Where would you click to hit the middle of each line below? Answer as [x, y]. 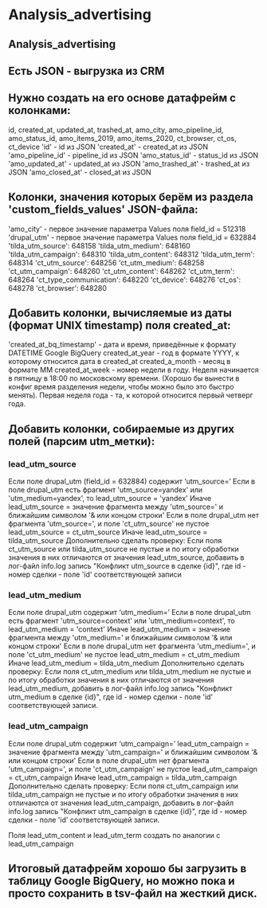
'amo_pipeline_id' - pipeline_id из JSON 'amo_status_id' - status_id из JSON [133, 155]
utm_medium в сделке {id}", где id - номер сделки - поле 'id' [111, 697]
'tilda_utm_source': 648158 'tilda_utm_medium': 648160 [100, 245]
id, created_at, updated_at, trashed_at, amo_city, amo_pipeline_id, [116, 130]
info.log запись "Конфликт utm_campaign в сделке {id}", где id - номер [128, 811]
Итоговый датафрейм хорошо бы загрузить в [128, 869]
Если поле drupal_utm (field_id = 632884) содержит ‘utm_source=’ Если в [132, 481]
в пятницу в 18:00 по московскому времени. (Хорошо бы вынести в [124, 378]
